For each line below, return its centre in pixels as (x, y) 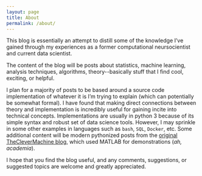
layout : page (23, 12)
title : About (23, 18)
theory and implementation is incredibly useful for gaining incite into (92, 110)
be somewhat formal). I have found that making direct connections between (101, 103)
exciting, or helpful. (30, 78)
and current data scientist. (39, 54)
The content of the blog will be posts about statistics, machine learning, (96, 65)
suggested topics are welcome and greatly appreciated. (76, 167)
